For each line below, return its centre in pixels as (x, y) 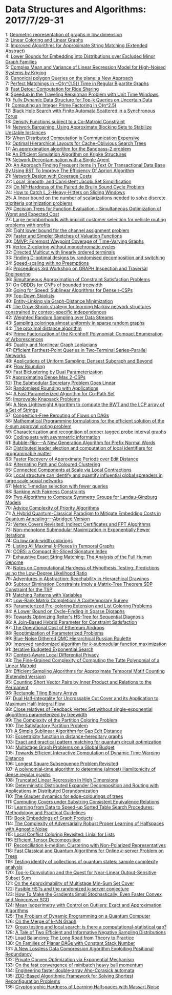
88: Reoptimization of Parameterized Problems (55, 633)
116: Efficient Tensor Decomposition (43, 840)
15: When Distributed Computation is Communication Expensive (72, 138)
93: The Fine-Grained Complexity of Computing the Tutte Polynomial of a (82, 660)
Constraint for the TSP (29, 589)
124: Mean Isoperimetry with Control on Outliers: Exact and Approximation (83, 905)
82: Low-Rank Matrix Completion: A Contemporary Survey (67, 600)
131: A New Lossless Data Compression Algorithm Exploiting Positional (80, 948)
